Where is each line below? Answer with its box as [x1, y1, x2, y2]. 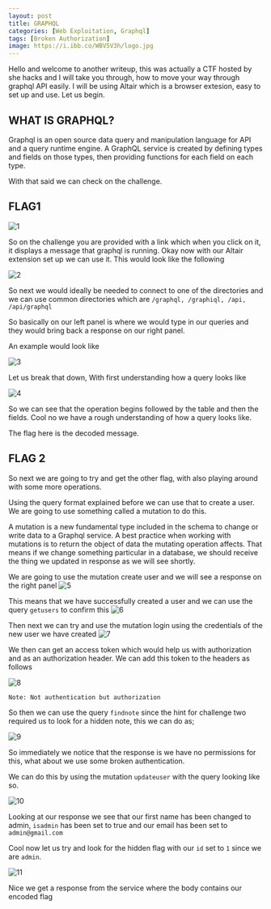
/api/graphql [8, 303, 53, 311]
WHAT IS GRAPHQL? [8, 113, 115, 127]
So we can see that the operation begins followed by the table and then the [8, 404, 259, 414]
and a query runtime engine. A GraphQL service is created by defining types [8, 143, 263, 153]
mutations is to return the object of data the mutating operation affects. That [8, 539, 263, 549]
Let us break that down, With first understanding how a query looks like [8, 372, 247, 382]
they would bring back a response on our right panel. [8, 325, 185, 335]
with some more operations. [8, 482, 102, 491]
